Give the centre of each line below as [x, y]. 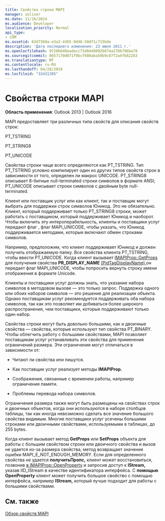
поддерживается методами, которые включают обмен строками [74, 232]
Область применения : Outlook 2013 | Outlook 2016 [59, 112]
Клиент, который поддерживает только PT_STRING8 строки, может [76, 211]
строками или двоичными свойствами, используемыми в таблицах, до [80, 424]
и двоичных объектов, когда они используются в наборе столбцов [76, 408]
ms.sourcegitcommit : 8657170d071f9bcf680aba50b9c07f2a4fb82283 [71, 56]
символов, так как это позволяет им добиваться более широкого [74, 303]
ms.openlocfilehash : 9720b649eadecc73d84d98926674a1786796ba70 [71, 51]
